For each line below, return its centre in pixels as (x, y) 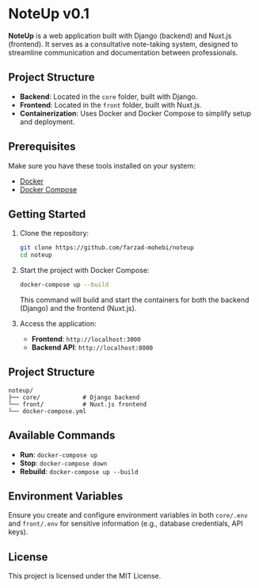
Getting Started (47, 214)
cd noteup (36, 255)
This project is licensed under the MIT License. (85, 576)
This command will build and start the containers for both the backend (134, 300)
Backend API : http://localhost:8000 (92, 347)
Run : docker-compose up (59, 454)
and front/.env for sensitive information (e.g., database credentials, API (126, 524)
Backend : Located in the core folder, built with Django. (109, 97)
